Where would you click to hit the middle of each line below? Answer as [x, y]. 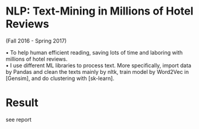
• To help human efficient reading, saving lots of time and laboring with [94, 52]
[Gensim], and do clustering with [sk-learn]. [60, 78]
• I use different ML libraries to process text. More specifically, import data [99, 65]
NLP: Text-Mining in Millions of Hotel [100, 11]
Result [22, 103]
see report [18, 119]
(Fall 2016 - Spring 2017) [36, 41]
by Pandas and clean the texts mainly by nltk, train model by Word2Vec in [97, 71]
